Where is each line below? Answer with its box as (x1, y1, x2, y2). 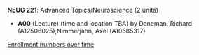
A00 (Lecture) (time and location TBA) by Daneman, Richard (17, 19, 193, 27)
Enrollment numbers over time (7, 40, 95, 48)
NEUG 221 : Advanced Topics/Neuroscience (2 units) (7, 6, 159, 14)
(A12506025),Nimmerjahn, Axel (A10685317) (17, 27, 146, 35)
